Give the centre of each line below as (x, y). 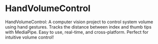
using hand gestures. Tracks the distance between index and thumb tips (78, 27)
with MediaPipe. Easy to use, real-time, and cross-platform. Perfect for (77, 32)
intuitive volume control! (30, 37)
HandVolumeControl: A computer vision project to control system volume (79, 22)
